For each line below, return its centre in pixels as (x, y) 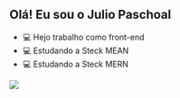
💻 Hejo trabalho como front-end (83, 37)
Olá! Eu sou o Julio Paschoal (90, 15)
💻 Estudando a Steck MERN (75, 64)
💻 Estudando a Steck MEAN (76, 50)
